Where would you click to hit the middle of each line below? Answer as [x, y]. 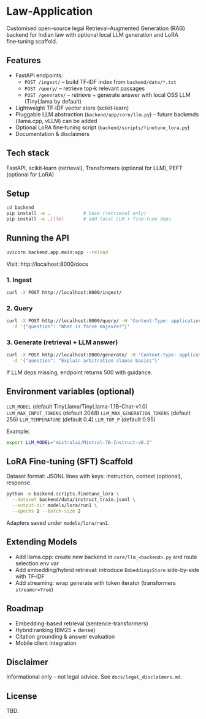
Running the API [38, 238]
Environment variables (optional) [71, 392]
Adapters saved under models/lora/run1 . [58, 522]
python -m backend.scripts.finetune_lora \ [63, 494]
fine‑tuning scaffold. [32, 41]
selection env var [37, 563]
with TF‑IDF [30, 576]
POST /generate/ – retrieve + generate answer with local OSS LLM [108, 95]
